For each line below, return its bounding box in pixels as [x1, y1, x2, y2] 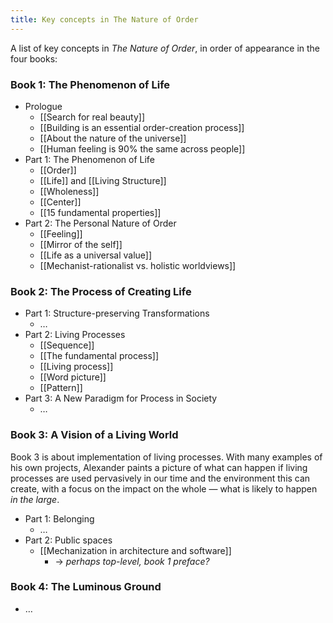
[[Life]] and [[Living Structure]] [39, 174, 167, 186]
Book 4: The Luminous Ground [10, 580, 162, 594]
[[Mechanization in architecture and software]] [39, 544, 232, 556]
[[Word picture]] [39, 371, 107, 383]
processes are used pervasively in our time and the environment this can [10, 472, 311, 484]
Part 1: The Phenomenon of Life [24, 153, 155, 165]
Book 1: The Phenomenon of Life [10, 77, 171, 91]
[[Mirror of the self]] [39, 238, 123, 250]
